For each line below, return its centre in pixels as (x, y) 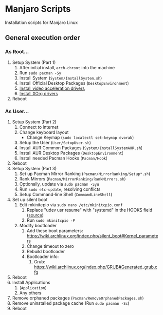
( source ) (35, 215)
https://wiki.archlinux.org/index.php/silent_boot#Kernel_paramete (92, 236)
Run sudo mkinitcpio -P (51, 220)
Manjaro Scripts (38, 9)
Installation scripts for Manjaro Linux (41, 22)
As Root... (17, 52)
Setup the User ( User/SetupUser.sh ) (55, 142)
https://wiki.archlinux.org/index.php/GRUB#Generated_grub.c (96, 267)
